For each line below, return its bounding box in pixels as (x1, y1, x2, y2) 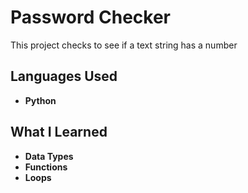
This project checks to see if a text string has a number (10, 39, 238, 51)
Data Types (24, 150, 74, 162)
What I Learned (10, 124, 108, 141)
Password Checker (10, 6, 171, 29)
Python (24, 94, 57, 106)
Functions (24, 161, 68, 173)
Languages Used (10, 68, 118, 85)
